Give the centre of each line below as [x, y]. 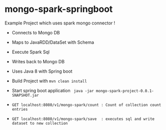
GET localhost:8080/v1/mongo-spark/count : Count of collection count [86, 105]
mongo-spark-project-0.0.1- [125, 91]
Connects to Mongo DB [36, 32]
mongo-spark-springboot [59, 9]
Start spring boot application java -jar [53, 90]
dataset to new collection [40, 123]
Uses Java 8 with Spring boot [42, 71]
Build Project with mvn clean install [49, 81]
